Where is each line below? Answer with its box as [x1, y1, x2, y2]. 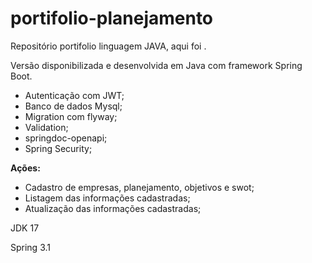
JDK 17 [10, 222, 40, 234]
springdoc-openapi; [24, 132, 108, 144]
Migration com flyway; [24, 110, 118, 122]
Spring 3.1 [10, 241, 51, 253]
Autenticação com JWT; [24, 89, 125, 101]
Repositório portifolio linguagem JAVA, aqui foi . [10, 40, 207, 52]
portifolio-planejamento [10, 7, 214, 30]
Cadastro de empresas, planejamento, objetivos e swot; [24, 181, 255, 193]
